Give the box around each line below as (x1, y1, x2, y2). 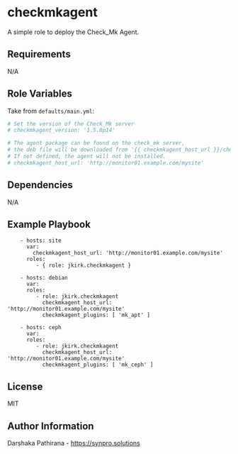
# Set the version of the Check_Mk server (7, 120, 135, 128)
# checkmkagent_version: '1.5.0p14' (7, 127, 115, 134)
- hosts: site (20, 237, 62, 245)
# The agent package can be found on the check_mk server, (7, 140, 186, 147)
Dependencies (7, 179, 73, 192)
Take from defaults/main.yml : (7, 106, 94, 115)
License (7, 380, 43, 392)
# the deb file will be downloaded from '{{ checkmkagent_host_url (7, 146, 211, 153)
